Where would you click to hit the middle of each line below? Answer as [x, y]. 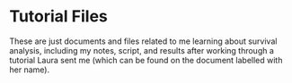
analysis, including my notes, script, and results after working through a [142, 50]
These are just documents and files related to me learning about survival [143, 41]
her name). [30, 70]
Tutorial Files [58, 17]
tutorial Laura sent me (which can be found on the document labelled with [146, 60]
